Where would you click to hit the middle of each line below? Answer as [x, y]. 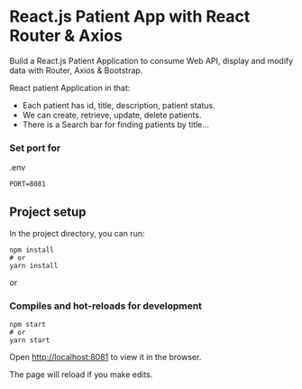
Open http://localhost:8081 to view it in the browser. [105, 357]
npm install [32, 250]
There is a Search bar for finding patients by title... [116, 125]
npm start [28, 325]
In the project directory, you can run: [77, 234]
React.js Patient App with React [130, 17]
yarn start [30, 340]
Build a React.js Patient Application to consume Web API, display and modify [151, 60]
